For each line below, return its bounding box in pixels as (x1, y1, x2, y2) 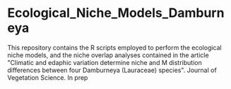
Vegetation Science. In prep (7, 73, 88, 82)
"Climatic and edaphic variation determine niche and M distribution (7, 58, 203, 66)
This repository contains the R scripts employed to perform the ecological (7, 43, 223, 52)
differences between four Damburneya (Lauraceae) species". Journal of (7, 66, 217, 74)
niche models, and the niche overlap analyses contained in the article (7, 51, 210, 59)
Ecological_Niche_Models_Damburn (7, 5, 225, 21)
